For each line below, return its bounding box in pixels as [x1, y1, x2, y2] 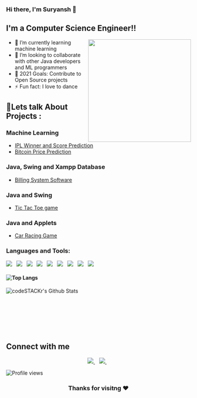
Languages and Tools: [6, 247, 70, 255]
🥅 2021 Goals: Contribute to [14, 70, 81, 77]
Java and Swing [6, 191, 53, 199]
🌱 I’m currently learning [14, 39, 72, 46]
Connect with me [6, 342, 70, 352]
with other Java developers [14, 57, 81, 64]
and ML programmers [14, 64, 67, 71]
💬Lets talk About [6, 102, 68, 112]
